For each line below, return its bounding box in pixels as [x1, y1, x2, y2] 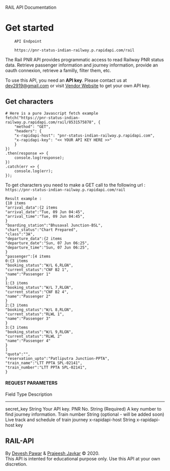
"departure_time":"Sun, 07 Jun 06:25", [5, 245, 90, 250]
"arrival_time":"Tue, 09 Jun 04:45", [5, 214, 85, 219]
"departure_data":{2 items [5, 236, 62, 241]
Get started [5, 22, 54, 33]
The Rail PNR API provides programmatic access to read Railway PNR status [5, 56, 164, 62]
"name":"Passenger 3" [5, 316, 51, 321]
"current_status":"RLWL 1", [5, 312, 65, 317]
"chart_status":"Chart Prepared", [5, 227, 78, 232]
